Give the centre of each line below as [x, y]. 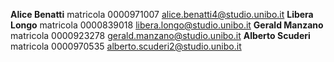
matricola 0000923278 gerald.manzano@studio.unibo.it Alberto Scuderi [160, 35]
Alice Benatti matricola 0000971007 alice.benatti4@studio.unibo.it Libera [162, 14]
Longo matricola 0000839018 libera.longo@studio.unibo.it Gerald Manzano [167, 25]
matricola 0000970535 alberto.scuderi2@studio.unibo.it [126, 46]
